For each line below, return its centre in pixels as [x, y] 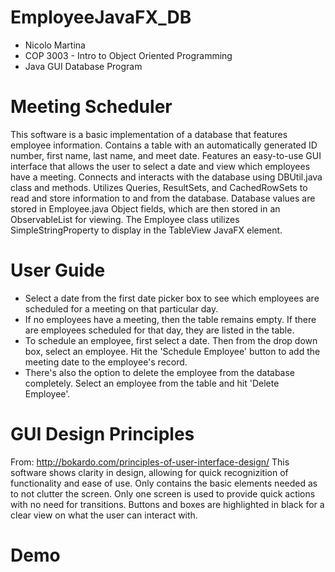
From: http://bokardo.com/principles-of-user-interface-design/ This [150, 462]
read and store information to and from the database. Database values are [163, 198]
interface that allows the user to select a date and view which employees [160, 166]
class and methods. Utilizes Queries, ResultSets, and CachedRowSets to [159, 187]
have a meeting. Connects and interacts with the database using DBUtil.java [166, 177]
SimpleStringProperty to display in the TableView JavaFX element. [146, 230]
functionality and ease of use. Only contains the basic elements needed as [164, 483]
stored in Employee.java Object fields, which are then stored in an [145, 208]
